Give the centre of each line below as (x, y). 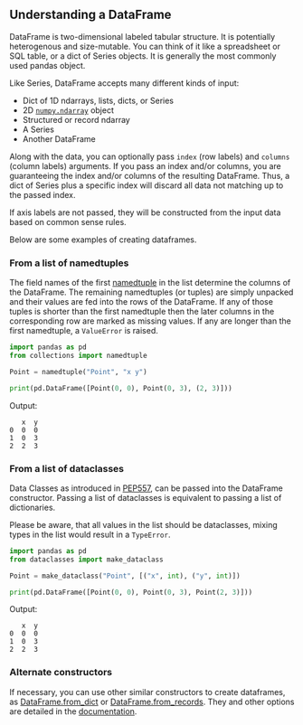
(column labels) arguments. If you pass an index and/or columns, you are (146, 165)
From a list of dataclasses (67, 468)
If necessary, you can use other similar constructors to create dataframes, (147, 692)
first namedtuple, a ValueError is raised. (84, 331)
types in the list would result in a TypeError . (90, 534)
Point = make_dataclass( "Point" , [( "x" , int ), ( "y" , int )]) (125, 576)
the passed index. (43, 194)
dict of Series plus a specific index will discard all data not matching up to (147, 185)
